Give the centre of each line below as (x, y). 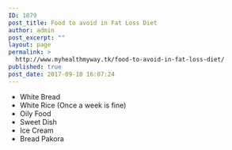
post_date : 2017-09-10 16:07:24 (61, 74)
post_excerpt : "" (37, 37)
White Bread (40, 96)
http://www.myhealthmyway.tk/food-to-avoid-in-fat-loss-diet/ (120, 60)
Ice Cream (36, 130)
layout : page (30, 45)
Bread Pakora (42, 138)
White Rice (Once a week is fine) (73, 105)
